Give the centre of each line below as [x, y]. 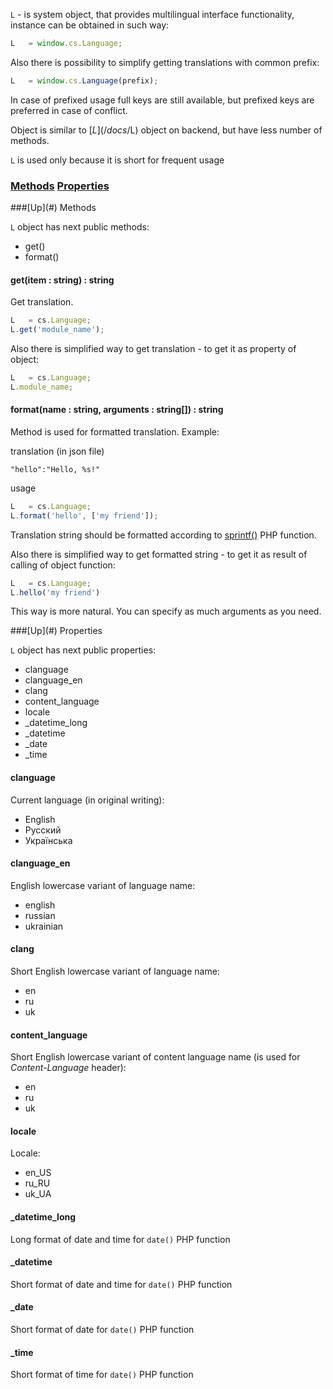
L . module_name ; [42, 387]
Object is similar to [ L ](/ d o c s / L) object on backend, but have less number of [166, 130]
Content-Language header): [68, 1068]
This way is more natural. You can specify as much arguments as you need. [166, 611]
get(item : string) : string [62, 280]
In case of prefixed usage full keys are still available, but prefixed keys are [162, 100]
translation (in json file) [57, 451]
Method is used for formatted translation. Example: [115, 431]
